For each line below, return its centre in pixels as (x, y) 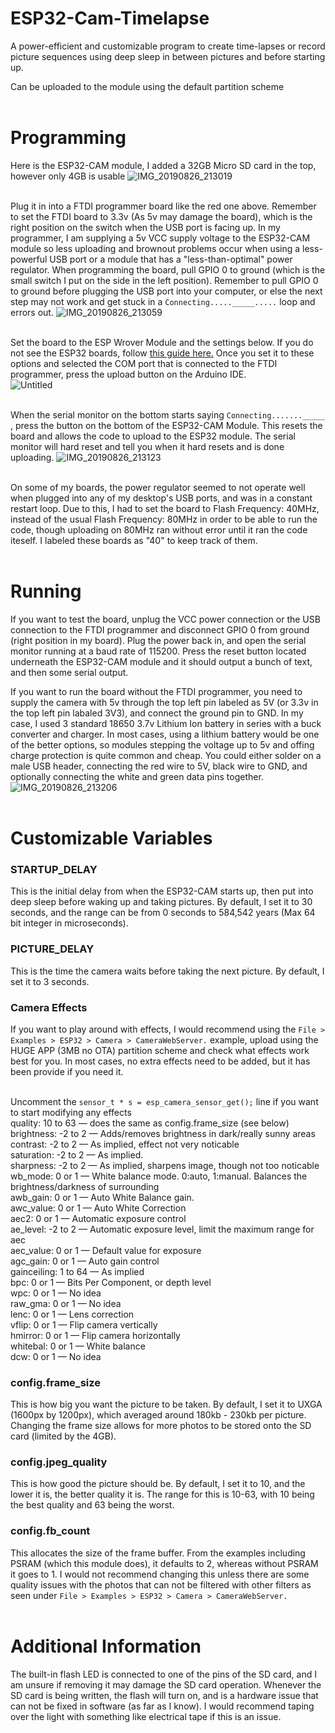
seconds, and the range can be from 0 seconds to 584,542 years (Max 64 (163, 913)
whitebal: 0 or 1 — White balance (78, 1346)
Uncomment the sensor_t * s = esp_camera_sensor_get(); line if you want (164, 1101)
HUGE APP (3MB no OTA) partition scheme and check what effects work (160, 1050)
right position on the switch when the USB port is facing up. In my (145, 227)
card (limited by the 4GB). (63, 1436)
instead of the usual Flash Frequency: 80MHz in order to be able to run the (164, 519)
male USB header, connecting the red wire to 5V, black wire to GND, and (159, 766)
